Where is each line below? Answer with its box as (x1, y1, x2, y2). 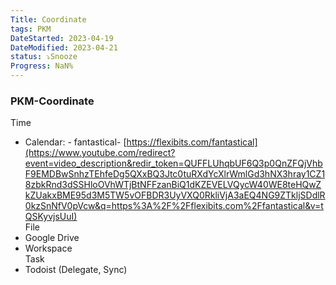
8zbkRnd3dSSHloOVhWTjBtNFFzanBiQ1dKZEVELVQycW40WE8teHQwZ (24, 179, 322, 191)
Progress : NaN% (10, 61, 74, 71)
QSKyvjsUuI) (24, 211, 78, 223)
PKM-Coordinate (10, 94, 95, 108)
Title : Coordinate (10, 14, 87, 25)
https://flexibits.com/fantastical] (126, 136, 258, 148)
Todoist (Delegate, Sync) (24, 264, 128, 276)
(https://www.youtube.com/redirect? (24, 147, 176, 159)
